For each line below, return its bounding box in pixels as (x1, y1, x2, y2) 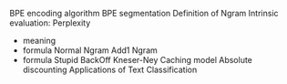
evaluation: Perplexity (9, 17, 91, 28)
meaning (22, 36, 56, 46)
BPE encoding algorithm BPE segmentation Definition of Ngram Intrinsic (9, 8, 280, 18)
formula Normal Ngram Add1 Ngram (22, 45, 158, 56)
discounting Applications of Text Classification (22, 64, 198, 75)
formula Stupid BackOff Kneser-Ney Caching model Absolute (22, 55, 253, 65)
